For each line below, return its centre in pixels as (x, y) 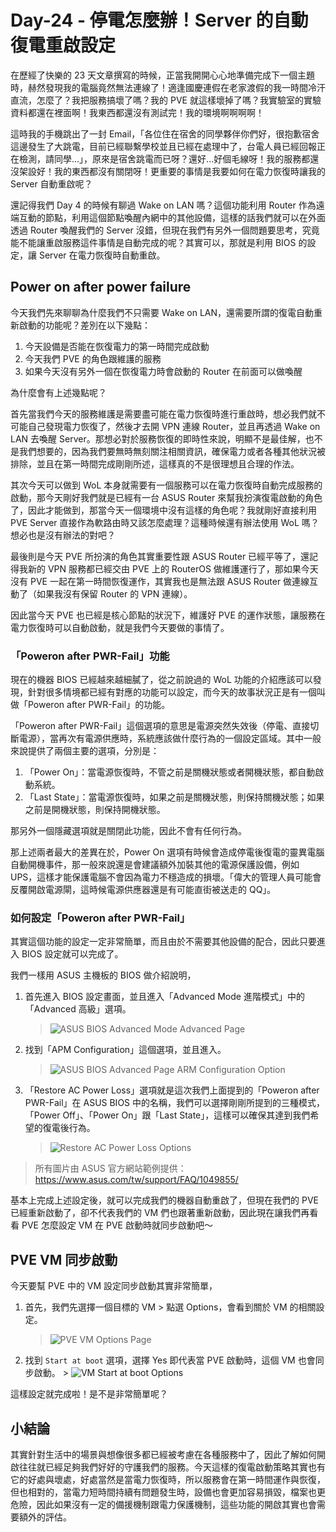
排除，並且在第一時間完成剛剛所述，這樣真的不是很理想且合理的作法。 (155, 463)
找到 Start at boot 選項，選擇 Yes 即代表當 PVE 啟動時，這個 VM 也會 (170, 1360)
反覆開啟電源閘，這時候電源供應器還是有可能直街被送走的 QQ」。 (143, 890)
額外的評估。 (45, 1517)
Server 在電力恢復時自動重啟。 (102, 255)
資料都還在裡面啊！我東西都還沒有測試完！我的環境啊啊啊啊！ (137, 112)
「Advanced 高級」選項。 (78, 1009)
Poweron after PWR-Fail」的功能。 (99, 705)
